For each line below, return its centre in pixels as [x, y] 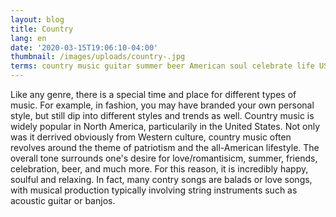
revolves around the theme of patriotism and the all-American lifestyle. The [165, 147]
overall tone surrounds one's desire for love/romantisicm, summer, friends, [164, 158]
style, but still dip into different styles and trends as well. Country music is [162, 115]
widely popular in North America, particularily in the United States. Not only [165, 126]
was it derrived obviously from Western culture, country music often [151, 137]
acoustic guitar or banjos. [63, 200]
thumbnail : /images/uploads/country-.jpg [98, 57]
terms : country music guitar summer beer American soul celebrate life [162, 66]
